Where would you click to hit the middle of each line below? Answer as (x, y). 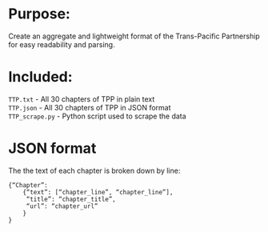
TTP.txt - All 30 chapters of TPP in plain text (82, 99)
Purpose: (39, 14)
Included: (41, 77)
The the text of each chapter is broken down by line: (94, 170)
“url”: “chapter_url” (62, 206)
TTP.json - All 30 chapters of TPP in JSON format (90, 107)
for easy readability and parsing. (62, 44)
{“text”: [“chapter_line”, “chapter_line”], (98, 192)
